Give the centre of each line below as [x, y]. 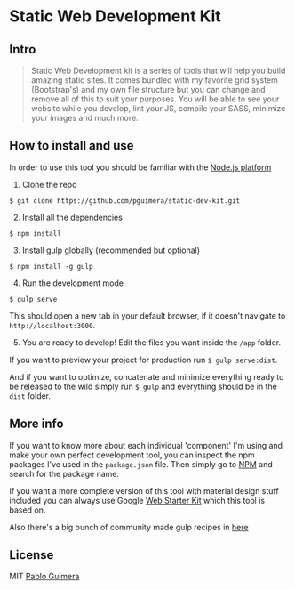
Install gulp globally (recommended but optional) [111, 250]
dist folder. [30, 396]
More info [36, 424]
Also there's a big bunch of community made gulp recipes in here [129, 527]
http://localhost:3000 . [52, 325]
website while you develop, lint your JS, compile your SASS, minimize [158, 108]
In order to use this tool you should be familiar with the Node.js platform [140, 167]
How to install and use [72, 145]
